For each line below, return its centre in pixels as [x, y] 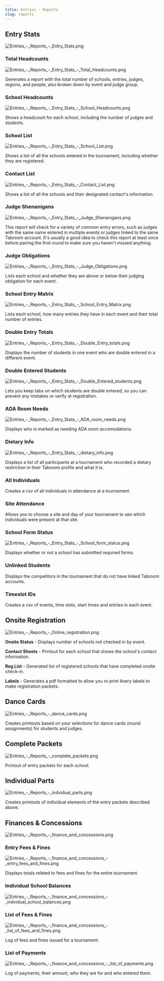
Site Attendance [25, 503]
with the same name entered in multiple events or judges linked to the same [82, 232]
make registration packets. [32, 686]
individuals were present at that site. [42, 520]
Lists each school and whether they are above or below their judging [75, 276]
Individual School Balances [38, 886]
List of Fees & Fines [29, 914]
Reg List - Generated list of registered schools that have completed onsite [80, 666]
